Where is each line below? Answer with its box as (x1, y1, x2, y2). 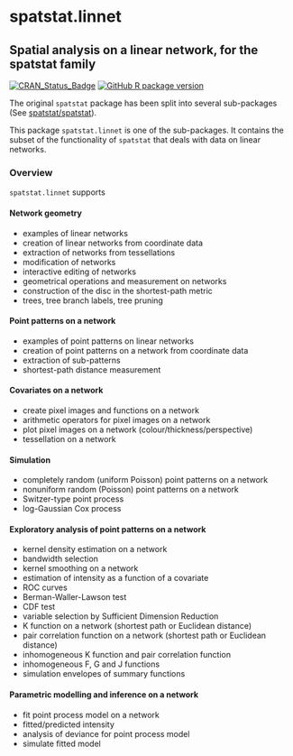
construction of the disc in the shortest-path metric (22, 285, 214, 296)
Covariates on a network (9, 385, 104, 396)
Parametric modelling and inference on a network (9, 688, 199, 700)
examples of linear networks (22, 227, 129, 238)
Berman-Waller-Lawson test (22, 592, 127, 603)
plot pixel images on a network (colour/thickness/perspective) (22, 424, 253, 435)
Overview (9, 166, 53, 179)
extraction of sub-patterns (22, 355, 121, 365)
